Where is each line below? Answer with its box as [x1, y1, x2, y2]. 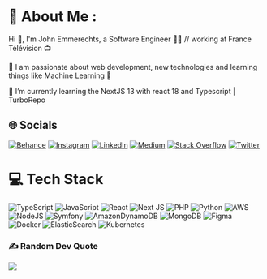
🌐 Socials [8, 118, 58, 132]
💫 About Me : [8, 7, 97, 26]
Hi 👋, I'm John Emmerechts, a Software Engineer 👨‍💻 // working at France [8, 34, 252, 44]
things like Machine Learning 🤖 [8, 71, 112, 80]
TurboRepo [8, 95, 46, 105]
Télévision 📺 [8, 43, 52, 53]
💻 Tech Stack [8, 170, 104, 188]
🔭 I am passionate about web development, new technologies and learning [8, 62, 258, 71]
